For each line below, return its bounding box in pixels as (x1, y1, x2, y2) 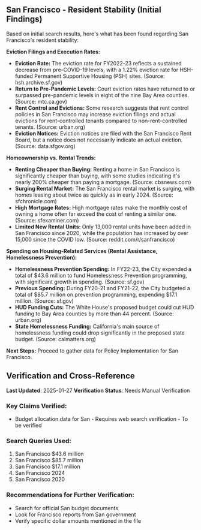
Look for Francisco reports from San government (14, 511, 136, 518)
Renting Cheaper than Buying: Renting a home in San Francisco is (14, 165, 180, 173)
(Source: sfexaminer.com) (14, 216, 79, 224)
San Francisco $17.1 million (14, 463, 81, 470)
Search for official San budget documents (14, 504, 119, 511)
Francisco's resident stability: (6, 36, 79, 44)
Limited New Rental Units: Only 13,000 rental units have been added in (14, 223, 191, 230)
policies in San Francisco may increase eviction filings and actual (14, 110, 176, 118)
